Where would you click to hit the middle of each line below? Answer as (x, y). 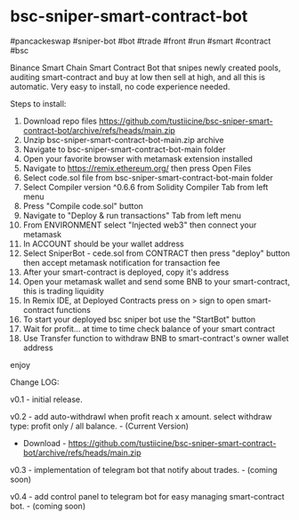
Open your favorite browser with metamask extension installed (137, 158)
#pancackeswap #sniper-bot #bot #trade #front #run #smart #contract (141, 41)
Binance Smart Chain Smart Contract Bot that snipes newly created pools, (145, 68)
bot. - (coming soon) (48, 506)
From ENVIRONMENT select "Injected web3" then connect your (140, 225)
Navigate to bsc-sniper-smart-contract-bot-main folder (124, 149)
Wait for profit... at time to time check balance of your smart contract (149, 328)
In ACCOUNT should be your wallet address (104, 244)
